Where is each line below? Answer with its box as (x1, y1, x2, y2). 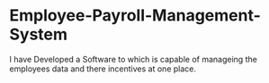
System (9, 24, 68, 45)
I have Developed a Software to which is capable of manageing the (9, 54, 258, 64)
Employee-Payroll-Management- (9, 5, 261, 26)
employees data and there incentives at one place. (9, 63, 196, 74)
